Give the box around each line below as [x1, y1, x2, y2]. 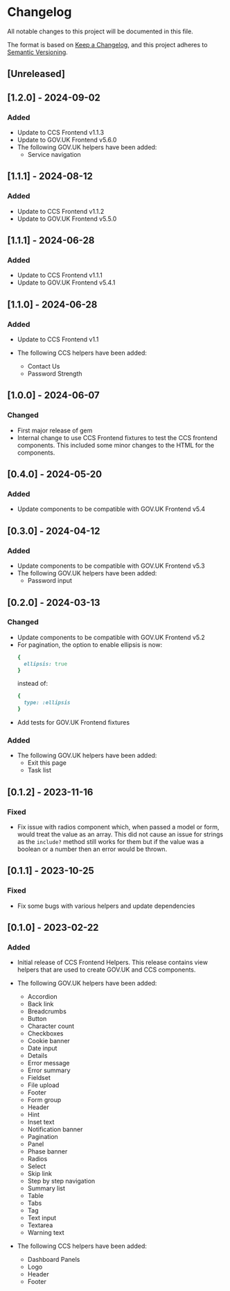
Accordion [27, 993, 57, 1001]
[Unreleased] [7, 68, 66, 80]
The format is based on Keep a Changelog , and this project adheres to [7, 40, 208, 49]
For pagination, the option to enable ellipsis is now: [17, 640, 163, 649]
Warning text [27, 1229, 64, 1237]
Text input [27, 1214, 57, 1222]
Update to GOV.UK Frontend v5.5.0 [17, 214, 117, 223]
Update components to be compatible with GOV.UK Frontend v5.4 [17, 505, 206, 514]
